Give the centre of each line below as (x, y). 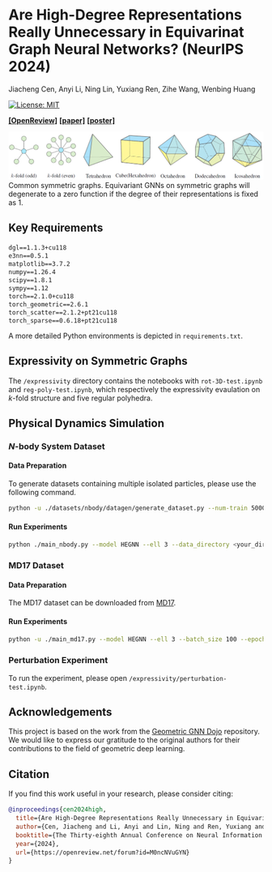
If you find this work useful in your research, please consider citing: (121, 794)
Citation (29, 774)
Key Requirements (56, 228)
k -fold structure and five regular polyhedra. (81, 398)
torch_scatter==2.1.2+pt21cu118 (63, 312)
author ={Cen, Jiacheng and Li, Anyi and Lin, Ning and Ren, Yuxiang (134, 827)
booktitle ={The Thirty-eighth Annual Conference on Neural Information (139, 835)
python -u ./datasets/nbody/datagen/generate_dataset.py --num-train (128, 508)
